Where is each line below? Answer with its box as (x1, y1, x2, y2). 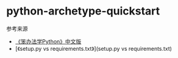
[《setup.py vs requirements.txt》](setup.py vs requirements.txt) (15, 45, 173, 52)
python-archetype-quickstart (6, 4, 160, 18)
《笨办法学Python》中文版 (15, 37, 82, 45)
